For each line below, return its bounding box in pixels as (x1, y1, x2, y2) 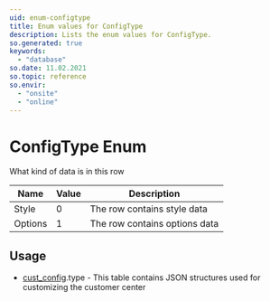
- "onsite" (17, 89, 59, 98)
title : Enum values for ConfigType (9, 22, 144, 31)
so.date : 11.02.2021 (9, 64, 88, 73)
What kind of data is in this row (9, 166, 125, 177)
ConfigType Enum (9, 136, 147, 156)
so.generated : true (9, 38, 83, 48)
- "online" (17, 97, 59, 107)
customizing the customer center (22, 282, 146, 293)
